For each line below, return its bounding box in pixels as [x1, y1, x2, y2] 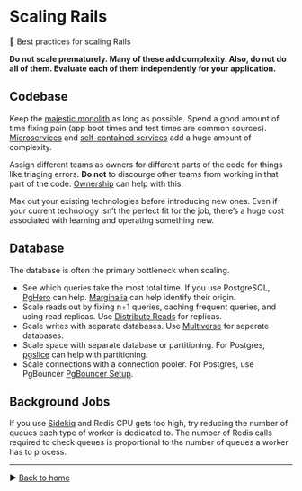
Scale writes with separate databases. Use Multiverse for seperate [22, 320, 270, 331]
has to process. [9, 447, 67, 458]
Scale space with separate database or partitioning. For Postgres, [22, 339, 265, 350]
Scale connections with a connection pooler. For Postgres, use [22, 358, 254, 370]
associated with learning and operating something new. [9, 214, 215, 226]
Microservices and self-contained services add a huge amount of [9, 132, 252, 143]
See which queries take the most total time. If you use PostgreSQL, [22, 281, 271, 293]
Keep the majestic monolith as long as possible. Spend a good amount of [9, 112, 280, 123]
